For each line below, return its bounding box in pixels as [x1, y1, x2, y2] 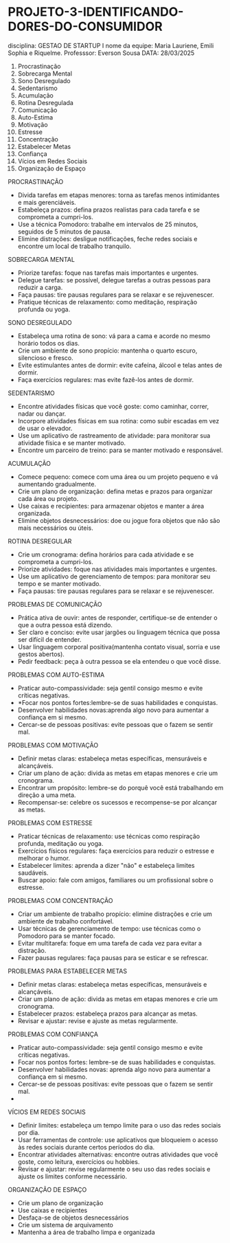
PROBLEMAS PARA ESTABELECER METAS [8, 967, 128, 975]
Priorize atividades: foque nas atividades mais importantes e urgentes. [17, 565, 218, 573]
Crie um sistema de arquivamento [17, 1220, 114, 1229]
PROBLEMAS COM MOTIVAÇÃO [8, 741, 99, 749]
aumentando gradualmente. [17, 480, 97, 488]
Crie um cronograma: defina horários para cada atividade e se [17, 550, 194, 559]
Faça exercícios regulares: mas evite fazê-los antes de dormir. [17, 375, 194, 383]
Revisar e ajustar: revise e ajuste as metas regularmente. [17, 1016, 178, 1024]
